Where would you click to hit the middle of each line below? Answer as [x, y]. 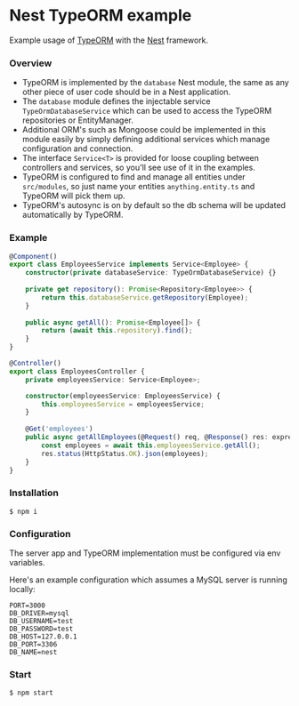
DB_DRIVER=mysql [39, 614]
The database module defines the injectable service [116, 101]
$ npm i [24, 511]
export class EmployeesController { [77, 371]
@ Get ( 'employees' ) [59, 429]
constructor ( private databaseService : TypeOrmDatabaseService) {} [151, 273]
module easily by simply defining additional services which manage [146, 140]
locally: [22, 589]
